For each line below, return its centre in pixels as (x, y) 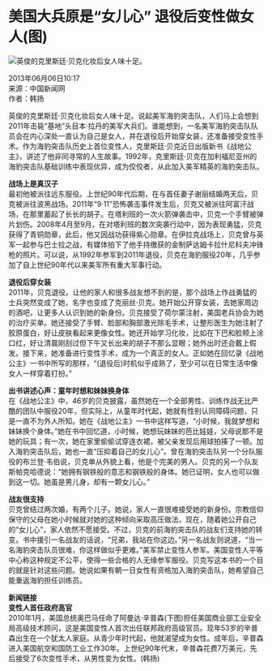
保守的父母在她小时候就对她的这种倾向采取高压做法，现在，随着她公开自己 (132, 519)
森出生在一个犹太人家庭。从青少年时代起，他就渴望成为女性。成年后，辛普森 (136, 638)
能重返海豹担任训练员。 (47, 580)
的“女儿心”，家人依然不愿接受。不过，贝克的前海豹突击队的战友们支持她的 (132, 529)
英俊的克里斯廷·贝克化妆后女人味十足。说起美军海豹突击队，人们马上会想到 (134, 115)
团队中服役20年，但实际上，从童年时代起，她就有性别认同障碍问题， (137, 411)
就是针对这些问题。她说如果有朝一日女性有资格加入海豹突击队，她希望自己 (139, 570)
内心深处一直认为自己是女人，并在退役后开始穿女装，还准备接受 (136, 135)
